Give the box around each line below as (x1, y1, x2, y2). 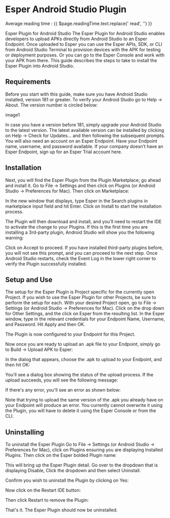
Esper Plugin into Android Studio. (5, 63, 75, 69)
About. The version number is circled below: (5, 102, 98, 108)
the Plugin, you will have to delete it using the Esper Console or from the (5, 407, 156, 414)
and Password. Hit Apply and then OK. (5, 321, 85, 328)
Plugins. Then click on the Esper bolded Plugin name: (5, 452, 117, 458)
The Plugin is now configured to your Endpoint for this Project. (5, 331, 135, 337)
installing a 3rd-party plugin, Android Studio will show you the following (5, 229, 155, 235)
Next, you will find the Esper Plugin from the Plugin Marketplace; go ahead (5, 177, 161, 183)
